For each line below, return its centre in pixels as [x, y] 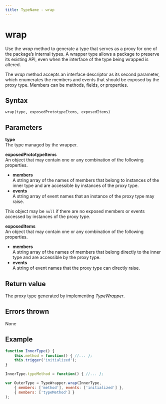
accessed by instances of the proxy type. [48, 217]
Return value [25, 284]
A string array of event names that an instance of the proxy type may [83, 196]
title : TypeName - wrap [30, 10]
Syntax [16, 100]
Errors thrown [27, 312]
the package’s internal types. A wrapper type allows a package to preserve [82, 54]
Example [19, 340]
